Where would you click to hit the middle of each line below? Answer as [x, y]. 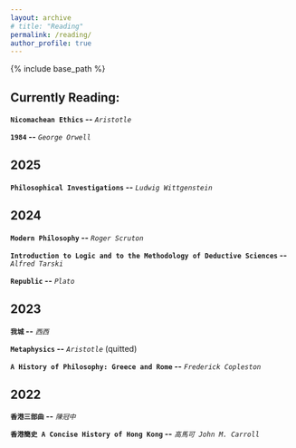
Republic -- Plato [43, 280]
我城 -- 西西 [29, 331]
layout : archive [41, 18]
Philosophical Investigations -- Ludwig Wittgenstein [111, 187]
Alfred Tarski [37, 264]
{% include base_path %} [58, 69]
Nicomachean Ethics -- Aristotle [71, 120]
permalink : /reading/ [51, 34]
